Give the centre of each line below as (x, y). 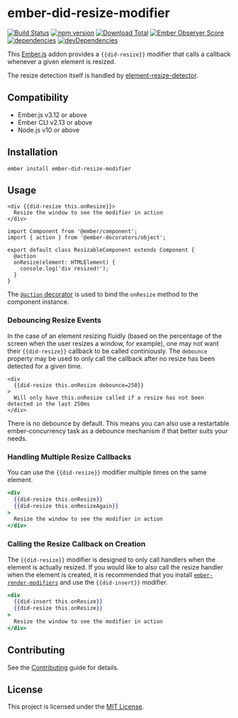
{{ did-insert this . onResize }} (58, 602)
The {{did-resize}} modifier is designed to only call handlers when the (112, 560)
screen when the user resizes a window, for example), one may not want (113, 343)
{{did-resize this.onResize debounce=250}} (79, 385)
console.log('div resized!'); (65, 269)
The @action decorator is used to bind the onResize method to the (103, 294)
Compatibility (38, 98)
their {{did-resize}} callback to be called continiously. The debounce (107, 351)
